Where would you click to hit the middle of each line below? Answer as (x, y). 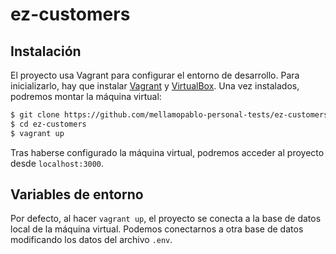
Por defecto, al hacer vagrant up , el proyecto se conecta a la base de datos (166, 219)
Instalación (46, 51)
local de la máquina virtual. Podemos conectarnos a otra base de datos (157, 229)
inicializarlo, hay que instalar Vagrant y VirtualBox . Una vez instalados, (155, 86)
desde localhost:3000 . (57, 163)
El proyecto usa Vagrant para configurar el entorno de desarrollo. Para (155, 75)
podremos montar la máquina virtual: (86, 96)
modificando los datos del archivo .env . (91, 240)
